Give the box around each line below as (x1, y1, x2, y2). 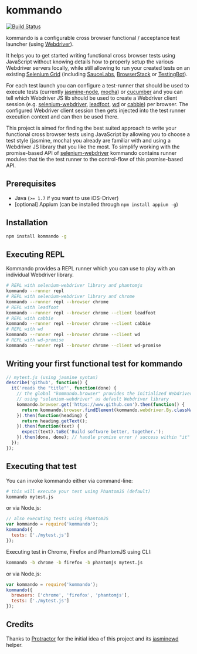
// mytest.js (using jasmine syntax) (6, 374, 98, 380)
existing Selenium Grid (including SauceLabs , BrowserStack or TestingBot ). (6, 70, 188, 77)
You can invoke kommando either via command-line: (6, 477, 133, 484)
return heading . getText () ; (21, 418, 88, 424)
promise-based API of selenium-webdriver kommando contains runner (6, 149, 177, 156)
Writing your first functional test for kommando (6, 359, 183, 369)
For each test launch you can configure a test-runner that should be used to (6, 82, 189, 89)
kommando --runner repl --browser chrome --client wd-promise (6, 343, 161, 348)
